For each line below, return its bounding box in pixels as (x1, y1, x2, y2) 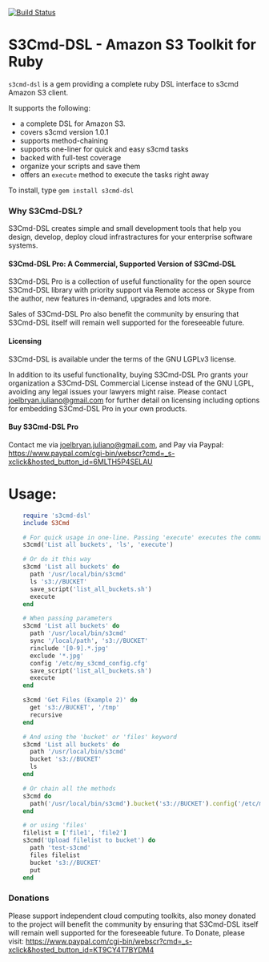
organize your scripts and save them (19, 161, 141, 171)
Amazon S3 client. (8, 87, 69, 97)
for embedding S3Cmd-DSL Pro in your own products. (8, 403, 187, 413)
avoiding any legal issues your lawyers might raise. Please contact (8, 386, 227, 396)
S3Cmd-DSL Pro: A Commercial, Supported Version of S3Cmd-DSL (8, 259, 236, 269)
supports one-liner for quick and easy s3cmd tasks (19, 144, 189, 154)
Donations (8, 892, 50, 903)
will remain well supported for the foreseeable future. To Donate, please (8, 928, 246, 937)
